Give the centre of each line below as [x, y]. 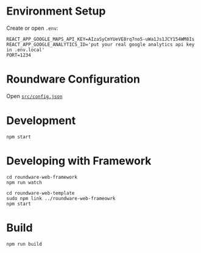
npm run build [24, 244]
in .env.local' [26, 50]
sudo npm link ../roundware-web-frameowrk [61, 198]
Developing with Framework [79, 161]
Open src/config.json [34, 96]
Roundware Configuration [73, 79]
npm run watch [24, 182]
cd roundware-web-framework [42, 177]
